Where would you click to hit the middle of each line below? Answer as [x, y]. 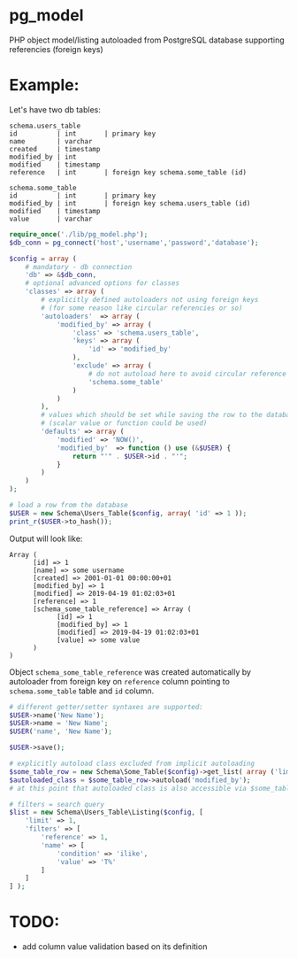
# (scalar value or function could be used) [124, 423]
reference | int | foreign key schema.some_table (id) [128, 172]
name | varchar [51, 141]
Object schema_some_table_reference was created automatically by [130, 672]
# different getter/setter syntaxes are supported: [106, 707]
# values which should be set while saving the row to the [152, 415]
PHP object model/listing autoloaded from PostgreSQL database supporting [147, 40]
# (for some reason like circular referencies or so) [142, 308]
